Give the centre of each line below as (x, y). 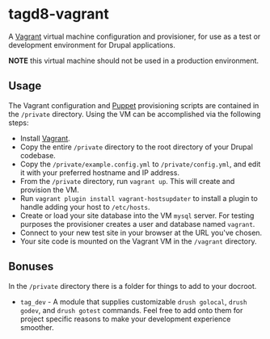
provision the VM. (49, 190)
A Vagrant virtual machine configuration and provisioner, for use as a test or (135, 36)
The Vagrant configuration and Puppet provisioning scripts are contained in (134, 105)
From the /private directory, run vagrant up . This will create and (127, 181)
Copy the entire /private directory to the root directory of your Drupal (136, 147)
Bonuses (31, 267)
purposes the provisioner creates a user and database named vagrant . (137, 224)
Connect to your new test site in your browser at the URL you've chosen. (141, 232)
